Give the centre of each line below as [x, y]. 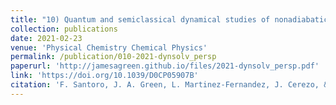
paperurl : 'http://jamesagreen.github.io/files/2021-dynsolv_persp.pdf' [165, 66]
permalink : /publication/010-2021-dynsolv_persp [113, 57]
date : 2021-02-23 [46, 38]
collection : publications [64, 29]
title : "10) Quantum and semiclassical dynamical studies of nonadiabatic [169, 19]
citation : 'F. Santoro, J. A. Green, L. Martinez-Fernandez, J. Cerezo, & [169, 85]
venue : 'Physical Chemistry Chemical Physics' [109, 47]
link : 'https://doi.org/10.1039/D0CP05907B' [104, 76]
